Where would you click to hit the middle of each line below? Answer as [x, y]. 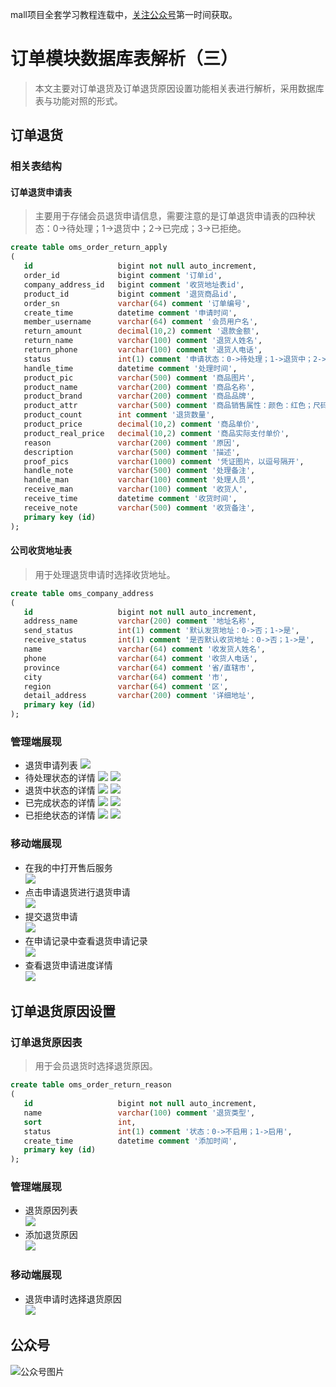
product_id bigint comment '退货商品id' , [130, 294]
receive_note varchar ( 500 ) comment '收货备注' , [139, 508]
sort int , [80, 1122]
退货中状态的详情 [60, 790]
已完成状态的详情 [60, 803]
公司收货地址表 [41, 550]
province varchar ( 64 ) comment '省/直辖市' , [139, 668]
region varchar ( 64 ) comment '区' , [126, 686]
